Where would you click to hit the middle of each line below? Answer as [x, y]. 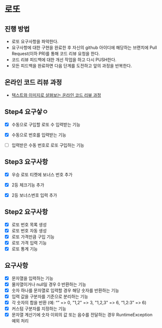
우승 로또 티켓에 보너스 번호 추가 [42, 174]
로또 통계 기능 [24, 249]
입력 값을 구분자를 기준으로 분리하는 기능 [50, 296]
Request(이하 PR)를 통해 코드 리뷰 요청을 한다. [56, 54]
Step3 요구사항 [26, 162]
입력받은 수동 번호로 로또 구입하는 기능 [48, 145]
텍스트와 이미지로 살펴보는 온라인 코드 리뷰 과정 [56, 95]
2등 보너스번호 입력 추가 [34, 195]
